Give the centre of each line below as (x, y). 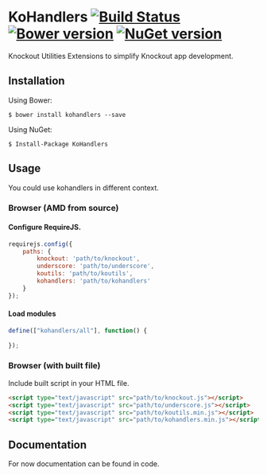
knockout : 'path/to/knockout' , (89, 259)
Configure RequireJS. (45, 228)
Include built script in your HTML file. (69, 383)
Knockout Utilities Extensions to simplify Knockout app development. (121, 56)
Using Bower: (30, 100)
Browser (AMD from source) (64, 208)
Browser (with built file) (54, 366)
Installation (37, 81)
